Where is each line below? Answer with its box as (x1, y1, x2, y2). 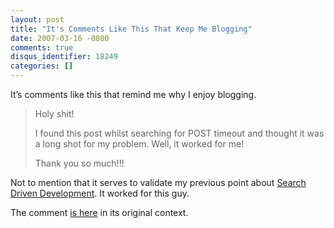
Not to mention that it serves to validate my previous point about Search (10, 177, 307, 188)
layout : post (10, 14, 65, 25)
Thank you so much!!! (34, 157, 125, 169)
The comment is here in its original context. (10, 207, 189, 218)
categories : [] (10, 61, 74, 71)
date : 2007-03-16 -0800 (10, 33, 110, 43)
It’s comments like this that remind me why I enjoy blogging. (10, 89, 257, 100)
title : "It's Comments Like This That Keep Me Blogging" (10, 24, 253, 34)
